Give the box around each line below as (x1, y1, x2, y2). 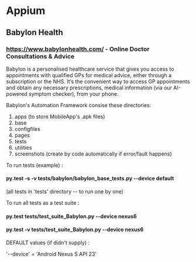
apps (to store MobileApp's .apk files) (14, 113, 105, 120)
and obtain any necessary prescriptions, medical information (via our (6, 84, 173, 91)
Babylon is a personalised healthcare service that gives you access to (6, 65, 174, 73)
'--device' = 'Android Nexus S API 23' (6, 250, 97, 257)
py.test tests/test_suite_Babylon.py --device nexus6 (6, 212, 137, 220)
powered (6, 90, 27, 97)
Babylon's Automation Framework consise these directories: (6, 101, 152, 109)
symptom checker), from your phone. (28, 90, 119, 97)
